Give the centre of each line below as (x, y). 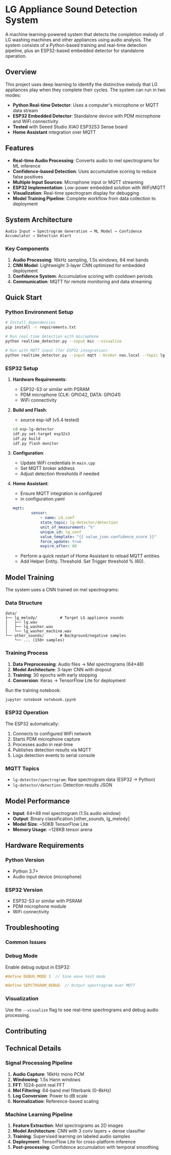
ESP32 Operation (27, 713)
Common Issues (26, 942)
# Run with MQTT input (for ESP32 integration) (57, 350)
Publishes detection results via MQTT (52, 750)
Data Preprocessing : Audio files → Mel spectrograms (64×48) (78, 664)
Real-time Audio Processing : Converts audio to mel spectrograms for (86, 160)
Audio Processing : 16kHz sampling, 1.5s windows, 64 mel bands (80, 260)
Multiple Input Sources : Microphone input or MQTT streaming (78, 182)
